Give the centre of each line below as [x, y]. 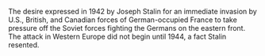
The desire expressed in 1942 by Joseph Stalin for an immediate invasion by [133, 11]
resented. [24, 45]
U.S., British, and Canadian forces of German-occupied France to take [123, 20]
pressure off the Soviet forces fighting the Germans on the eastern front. [127, 28]
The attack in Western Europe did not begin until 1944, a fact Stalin [117, 36]
